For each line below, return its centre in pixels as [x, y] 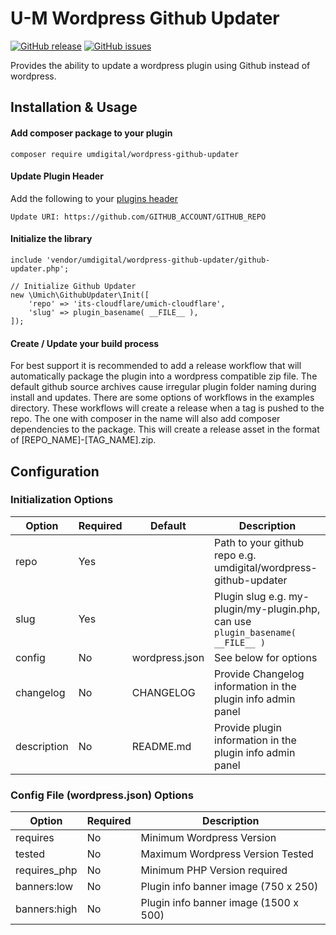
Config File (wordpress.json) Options [102, 795]
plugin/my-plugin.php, [267, 609]
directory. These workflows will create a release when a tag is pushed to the [167, 408]
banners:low [44, 887]
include [26, 260]
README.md [161, 746]
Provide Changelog [259, 674]
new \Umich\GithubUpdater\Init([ [80, 295]
